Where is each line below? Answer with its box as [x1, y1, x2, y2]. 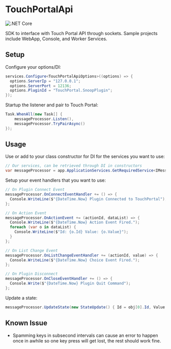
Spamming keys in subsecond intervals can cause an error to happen [12, 332, 159, 338]
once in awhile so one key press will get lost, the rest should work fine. [12, 337, 161, 344]
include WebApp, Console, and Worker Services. [5, 36, 108, 42]
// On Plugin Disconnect [5, 271, 58, 277]
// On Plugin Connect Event [5, 187, 65, 192]
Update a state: [5, 295, 38, 301]
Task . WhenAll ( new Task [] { [5, 112, 63, 117]
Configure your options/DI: [5, 64, 61, 70]
